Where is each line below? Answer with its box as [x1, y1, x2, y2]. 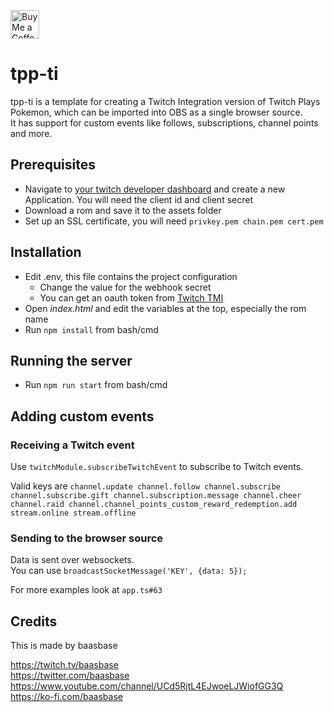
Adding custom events [10, 408, 155, 425]
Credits [10, 613, 58, 630]
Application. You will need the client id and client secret [24, 193, 253, 205]
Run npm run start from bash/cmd [24, 379, 168, 391]
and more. [10, 127, 53, 139]
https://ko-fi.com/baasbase [10, 691, 123, 703]
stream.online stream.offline [10, 508, 137, 519]
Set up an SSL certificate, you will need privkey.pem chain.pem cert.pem [24, 215, 324, 227]
